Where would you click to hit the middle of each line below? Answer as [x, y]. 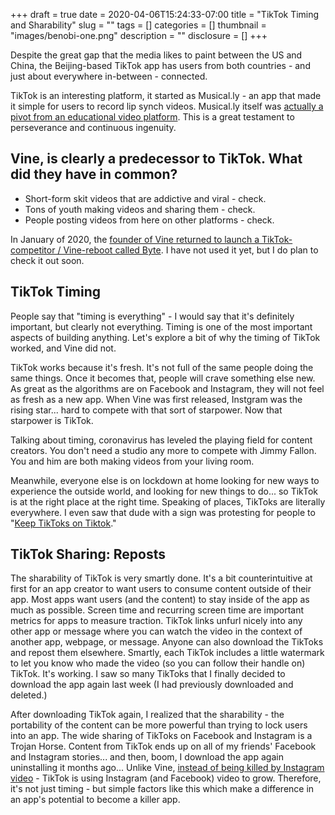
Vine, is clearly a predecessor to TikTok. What [156, 159]
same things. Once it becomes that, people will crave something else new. [163, 378]
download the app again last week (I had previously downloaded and [152, 685]
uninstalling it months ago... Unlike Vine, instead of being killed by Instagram [167, 768]
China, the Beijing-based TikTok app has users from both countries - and [160, 65]
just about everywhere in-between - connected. [109, 76]
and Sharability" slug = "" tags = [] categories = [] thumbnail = [138, 25]
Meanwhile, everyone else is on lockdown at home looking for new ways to [165, 480]
